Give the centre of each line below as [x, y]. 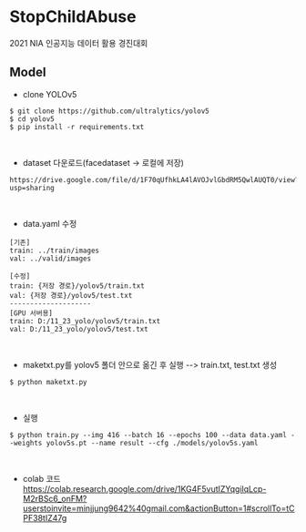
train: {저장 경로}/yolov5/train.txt [77, 286]
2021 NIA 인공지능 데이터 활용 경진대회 [79, 43]
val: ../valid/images [51, 258]
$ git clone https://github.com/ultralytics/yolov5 [109, 111]
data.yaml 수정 [50, 223]
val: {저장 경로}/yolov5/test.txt [71, 295]
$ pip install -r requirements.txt [77, 127]
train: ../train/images [55, 251]
